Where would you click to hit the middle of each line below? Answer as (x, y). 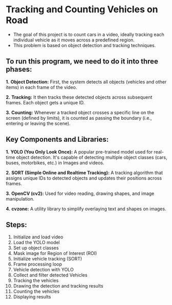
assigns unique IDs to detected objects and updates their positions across (84, 178)
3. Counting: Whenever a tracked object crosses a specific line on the (80, 112)
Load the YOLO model (37, 243)
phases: (19, 69)
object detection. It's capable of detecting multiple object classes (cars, (92, 157)
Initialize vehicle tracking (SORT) (48, 259)
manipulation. (20, 199)
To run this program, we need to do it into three (82, 62)
